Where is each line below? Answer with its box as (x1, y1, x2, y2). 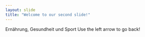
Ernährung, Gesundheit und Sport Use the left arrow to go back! (5, 26, 140, 32)
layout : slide (5, 7, 36, 13)
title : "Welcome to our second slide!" (5, 12, 91, 17)
